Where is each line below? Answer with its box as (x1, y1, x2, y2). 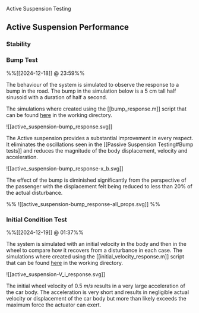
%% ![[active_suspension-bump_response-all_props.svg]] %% (6, 200, 160, 207)
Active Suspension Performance (6, 22, 129, 32)
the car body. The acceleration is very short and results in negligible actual (6, 288, 189, 296)
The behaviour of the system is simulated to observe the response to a (6, 81, 179, 88)
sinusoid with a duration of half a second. (6, 93, 108, 100)
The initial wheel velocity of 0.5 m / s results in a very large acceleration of (6, 282, 185, 289)
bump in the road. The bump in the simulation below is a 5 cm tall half (6, 87, 176, 94)
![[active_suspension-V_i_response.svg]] (6, 270, 106, 278)
